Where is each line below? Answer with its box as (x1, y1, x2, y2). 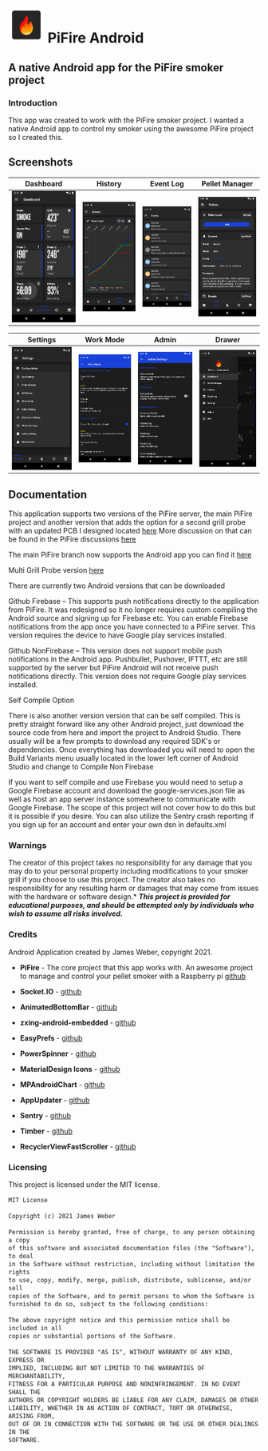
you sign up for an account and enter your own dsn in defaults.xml (8, 820, 227, 829)
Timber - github (19, 1126, 73, 1136)
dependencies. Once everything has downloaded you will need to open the (8, 745, 255, 754)
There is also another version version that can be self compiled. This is (8, 711, 241, 721)
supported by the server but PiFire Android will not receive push (8, 663, 219, 673)
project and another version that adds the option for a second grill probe (8, 518, 246, 527)
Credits (8, 929, 37, 940)
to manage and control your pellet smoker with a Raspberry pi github (19, 971, 246, 981)
